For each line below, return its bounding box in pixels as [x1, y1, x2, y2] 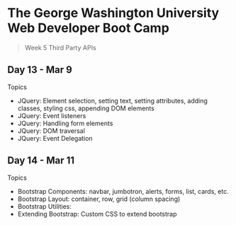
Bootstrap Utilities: [17, 202, 72, 210]
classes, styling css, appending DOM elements [17, 104, 154, 112]
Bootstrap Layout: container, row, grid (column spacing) [17, 195, 181, 203]
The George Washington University [7, 5, 220, 21]
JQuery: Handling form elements [17, 119, 113, 127]
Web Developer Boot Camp [7, 20, 170, 36]
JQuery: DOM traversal [17, 126, 85, 135]
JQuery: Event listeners [17, 111, 86, 120]
